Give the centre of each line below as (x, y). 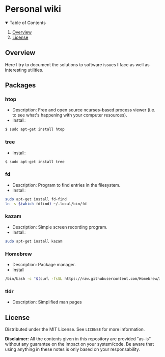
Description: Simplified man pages (47, 302)
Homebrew (18, 254)
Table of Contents (27, 23)
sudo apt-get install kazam (34, 241)
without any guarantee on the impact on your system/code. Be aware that (80, 344)
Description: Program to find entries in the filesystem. (66, 185)
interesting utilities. (24, 70)
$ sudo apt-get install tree (35, 162)
